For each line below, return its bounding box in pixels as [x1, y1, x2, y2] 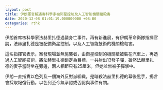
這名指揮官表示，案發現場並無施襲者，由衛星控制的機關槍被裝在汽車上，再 [5, 51, 154, 57]
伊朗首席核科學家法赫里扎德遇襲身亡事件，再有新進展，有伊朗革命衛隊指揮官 [5, 35, 158, 40]
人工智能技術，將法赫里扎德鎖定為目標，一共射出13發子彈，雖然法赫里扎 [9, 57, 154, 63]
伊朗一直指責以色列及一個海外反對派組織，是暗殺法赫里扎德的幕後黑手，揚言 [5, 73, 158, 79]
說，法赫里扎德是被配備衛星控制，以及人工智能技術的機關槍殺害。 [5, 41, 137, 47]
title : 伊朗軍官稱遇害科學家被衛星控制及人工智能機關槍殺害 [5, 12, 111, 17]
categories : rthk [5, 20, 40, 26]
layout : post [5, 7, 32, 12]
